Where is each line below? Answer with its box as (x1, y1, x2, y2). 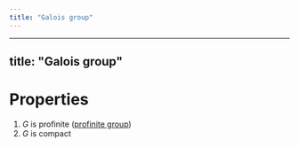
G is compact (21, 128, 71, 138)
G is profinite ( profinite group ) (21, 119, 132, 129)
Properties (9, 89, 89, 110)
